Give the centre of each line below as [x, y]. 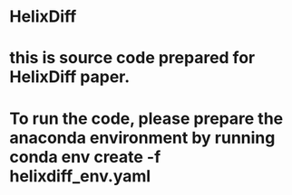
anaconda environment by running [142, 138]
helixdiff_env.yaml [80, 176]
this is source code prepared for [132, 58]
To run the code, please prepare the [146, 118]
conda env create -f [85, 157]
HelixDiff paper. [70, 77]
